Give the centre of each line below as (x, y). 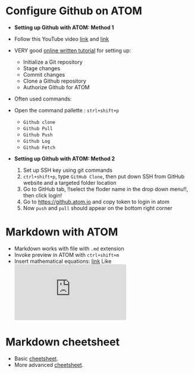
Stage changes (42, 68)
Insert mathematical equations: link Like (63, 261)
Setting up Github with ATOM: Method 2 (65, 158)
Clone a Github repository (55, 81)
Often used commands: (43, 99)
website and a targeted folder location (70, 183)
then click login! (43, 195)
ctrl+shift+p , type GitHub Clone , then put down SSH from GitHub (104, 176)
